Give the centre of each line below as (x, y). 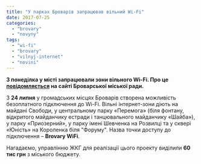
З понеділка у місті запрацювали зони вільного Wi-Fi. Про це (88, 80)
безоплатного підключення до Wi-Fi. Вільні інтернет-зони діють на (92, 104)
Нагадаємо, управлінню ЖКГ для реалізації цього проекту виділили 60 (98, 148)
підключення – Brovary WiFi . (43, 136)
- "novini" (25, 62)
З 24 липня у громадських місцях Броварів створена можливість (91, 98)
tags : (13, 40)
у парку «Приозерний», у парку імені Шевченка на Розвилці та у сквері (99, 123)
